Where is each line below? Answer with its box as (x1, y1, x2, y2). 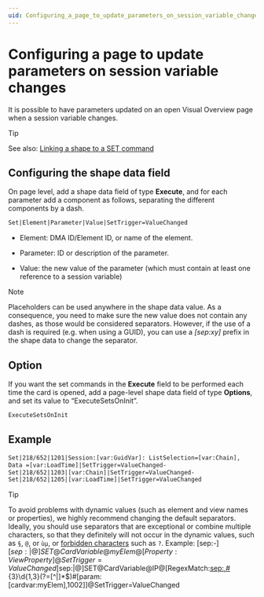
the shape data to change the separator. (8, 335, 138, 346)
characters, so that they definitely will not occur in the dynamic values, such (8, 530, 255, 540)
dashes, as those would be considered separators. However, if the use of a (8, 319, 251, 328)
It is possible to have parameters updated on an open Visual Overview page (8, 104, 254, 114)
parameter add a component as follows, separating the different (8, 196, 215, 205)
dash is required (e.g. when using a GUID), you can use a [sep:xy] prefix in (8, 328, 250, 337)
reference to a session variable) (19, 272, 123, 281)
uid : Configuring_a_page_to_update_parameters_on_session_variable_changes (8, 11, 262, 20)
